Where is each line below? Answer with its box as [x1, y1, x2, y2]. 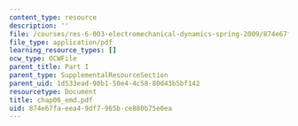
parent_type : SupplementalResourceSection [9, 71, 169, 80]
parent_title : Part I [9, 63, 90, 72]
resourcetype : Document [9, 87, 98, 96]
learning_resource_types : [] [9, 46, 117, 55]
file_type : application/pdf [9, 37, 114, 47]
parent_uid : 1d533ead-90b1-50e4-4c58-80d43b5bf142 [9, 79, 200, 88]
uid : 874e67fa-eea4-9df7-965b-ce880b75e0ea [9, 104, 173, 113]
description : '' [9, 21, 69, 30]
